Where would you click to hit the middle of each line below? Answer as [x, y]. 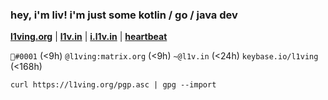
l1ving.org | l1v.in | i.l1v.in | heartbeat [89, 37]
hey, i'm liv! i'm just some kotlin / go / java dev [124, 15]
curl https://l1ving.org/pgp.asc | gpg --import [113, 85]
